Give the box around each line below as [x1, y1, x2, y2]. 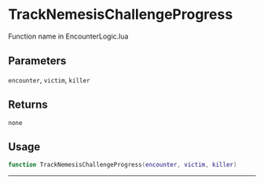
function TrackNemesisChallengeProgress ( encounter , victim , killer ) [8, 161, 237, 169]
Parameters [8, 54, 67, 68]
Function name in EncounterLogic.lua [8, 31, 129, 41]
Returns [8, 98, 49, 112]
